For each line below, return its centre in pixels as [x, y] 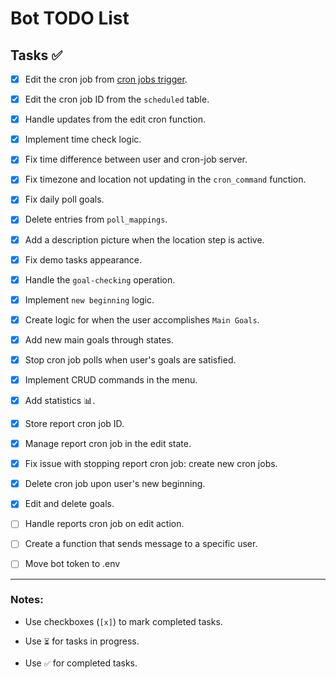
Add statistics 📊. [60, 400]
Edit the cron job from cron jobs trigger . [106, 79]
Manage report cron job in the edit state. [108, 444]
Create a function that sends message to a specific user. [141, 544]
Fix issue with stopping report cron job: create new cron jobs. [151, 464]
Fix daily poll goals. [64, 199]
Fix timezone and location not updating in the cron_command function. [165, 179]
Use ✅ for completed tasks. [81, 663]
